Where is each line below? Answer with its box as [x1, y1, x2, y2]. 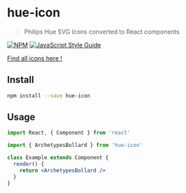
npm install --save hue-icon [7, 92, 91, 99]
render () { [13, 161, 45, 168]
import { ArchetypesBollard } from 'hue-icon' [7, 142, 143, 149]
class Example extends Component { [7, 155, 109, 161]
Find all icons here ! [7, 54, 63, 63]
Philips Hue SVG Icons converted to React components [23, 27, 180, 36]
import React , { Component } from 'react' [7, 129, 130, 137]
